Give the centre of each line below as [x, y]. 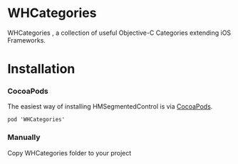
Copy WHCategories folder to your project [69, 153]
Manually [24, 138]
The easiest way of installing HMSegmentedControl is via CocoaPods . [110, 106]
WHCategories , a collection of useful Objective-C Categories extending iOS [119, 33]
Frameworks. [27, 40]
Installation [41, 69]
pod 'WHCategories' [36, 120]
